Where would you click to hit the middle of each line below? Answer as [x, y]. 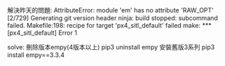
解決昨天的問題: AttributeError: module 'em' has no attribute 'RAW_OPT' [110, 10]
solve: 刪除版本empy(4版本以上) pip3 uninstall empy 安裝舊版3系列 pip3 [111, 47]
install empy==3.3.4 [36, 55]
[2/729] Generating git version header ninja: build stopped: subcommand [113, 18]
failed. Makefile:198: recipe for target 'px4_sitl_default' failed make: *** [109, 25]
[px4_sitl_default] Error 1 [42, 33]
